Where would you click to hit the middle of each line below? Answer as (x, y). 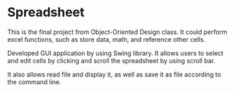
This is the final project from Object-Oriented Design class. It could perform (117, 32)
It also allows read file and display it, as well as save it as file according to (114, 74)
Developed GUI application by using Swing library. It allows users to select (116, 53)
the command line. (34, 81)
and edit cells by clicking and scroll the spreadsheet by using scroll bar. (111, 60)
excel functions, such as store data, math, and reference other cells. (107, 39)
